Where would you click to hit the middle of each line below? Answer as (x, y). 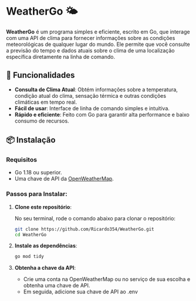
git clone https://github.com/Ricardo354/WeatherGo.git (84, 229)
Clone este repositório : (43, 207)
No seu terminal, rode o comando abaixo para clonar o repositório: (95, 218)
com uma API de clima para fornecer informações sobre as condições (91, 38)
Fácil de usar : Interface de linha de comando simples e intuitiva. (92, 108)
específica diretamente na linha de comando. (61, 57)
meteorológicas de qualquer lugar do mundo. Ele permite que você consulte (98, 44)
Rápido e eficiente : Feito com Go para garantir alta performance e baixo (102, 114)
